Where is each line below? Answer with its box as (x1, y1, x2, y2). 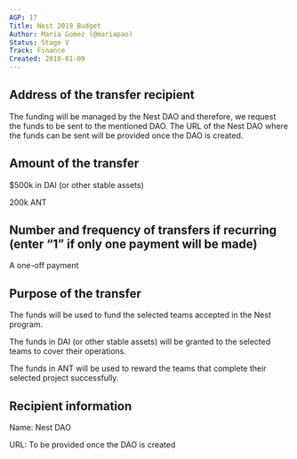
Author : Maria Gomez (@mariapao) (9, 29, 133, 38)
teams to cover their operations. (9, 346, 126, 357)
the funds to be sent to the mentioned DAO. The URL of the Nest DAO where (9, 120, 289, 131)
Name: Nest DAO (9, 422, 71, 433)
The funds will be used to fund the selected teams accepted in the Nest (9, 309, 271, 321)
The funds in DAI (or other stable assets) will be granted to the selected (9, 336, 271, 348)
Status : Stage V (9, 37, 69, 47)
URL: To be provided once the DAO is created (9, 439, 176, 450)
